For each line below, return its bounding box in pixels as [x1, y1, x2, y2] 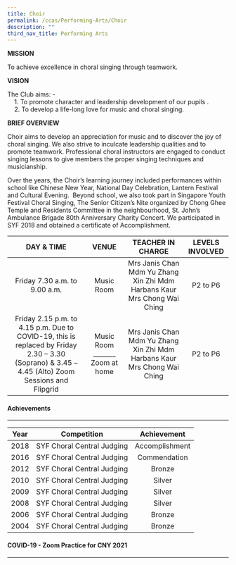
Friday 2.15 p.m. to [15, 314, 78, 324]
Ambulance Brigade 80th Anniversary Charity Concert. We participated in [7, 213, 220, 222]
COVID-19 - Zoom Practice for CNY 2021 [7, 541, 128, 550]
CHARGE [138, 247, 169, 256]
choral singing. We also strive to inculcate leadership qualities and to [7, 140, 206, 149]
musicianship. [7, 163, 48, 171]
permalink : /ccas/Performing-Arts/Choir [7, 17, 128, 24]
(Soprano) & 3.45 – [14, 358, 78, 368]
